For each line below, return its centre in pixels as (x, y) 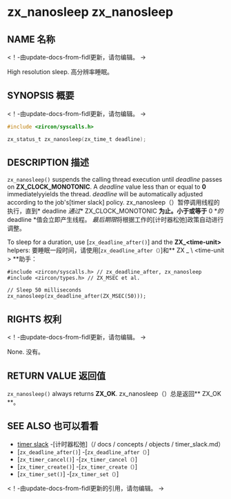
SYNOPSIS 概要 (41, 96)
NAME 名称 (31, 39)
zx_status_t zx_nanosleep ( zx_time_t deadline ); (77, 139)
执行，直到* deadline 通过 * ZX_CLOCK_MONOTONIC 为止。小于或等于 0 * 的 (115, 211)
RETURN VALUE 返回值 (57, 376)
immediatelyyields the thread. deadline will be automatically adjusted (105, 194)
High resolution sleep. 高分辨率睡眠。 (60, 72)
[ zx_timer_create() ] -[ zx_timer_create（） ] (77, 467)
